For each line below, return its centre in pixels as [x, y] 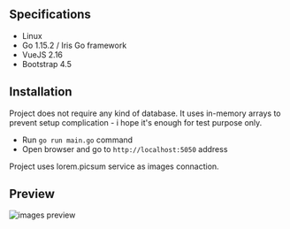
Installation [41, 92]
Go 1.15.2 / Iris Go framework [74, 45]
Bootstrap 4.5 [47, 64]
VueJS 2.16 [42, 54]
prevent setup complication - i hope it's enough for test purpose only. [136, 122]
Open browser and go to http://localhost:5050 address [125, 149]
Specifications [50, 15]
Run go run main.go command [77, 140]
